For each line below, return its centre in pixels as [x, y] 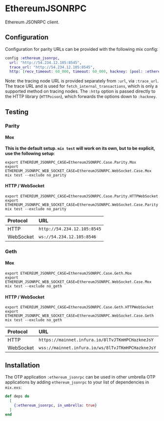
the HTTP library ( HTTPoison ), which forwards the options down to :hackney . [81, 97]
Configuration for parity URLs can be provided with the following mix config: [82, 49]
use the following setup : [30, 153]
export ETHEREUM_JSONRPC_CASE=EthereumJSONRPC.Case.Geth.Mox [69, 274]
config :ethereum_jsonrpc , [32, 58]
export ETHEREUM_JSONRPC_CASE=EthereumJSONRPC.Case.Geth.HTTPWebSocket [79, 307]
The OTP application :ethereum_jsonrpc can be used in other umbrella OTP [80, 377]
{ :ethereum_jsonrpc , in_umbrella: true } [55, 405]
